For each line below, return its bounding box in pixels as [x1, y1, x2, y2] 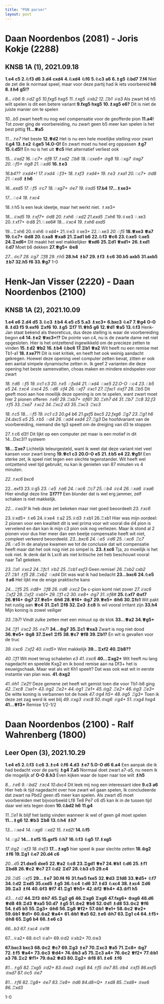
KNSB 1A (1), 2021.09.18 [5, 63, 79, 71]
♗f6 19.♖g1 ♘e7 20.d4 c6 [5, 851, 60, 857]
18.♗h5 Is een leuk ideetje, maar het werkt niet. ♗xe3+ [5, 204, 116, 210]
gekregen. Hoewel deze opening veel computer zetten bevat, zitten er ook [5, 355, 155, 361]
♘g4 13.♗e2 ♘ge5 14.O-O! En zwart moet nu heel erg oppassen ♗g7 [5, 141, 147, 147]
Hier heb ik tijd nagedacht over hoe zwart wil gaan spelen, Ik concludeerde [5, 787, 157, 793]
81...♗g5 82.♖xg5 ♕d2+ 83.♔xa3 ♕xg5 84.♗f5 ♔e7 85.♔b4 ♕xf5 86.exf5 [5, 964, 157, 970]
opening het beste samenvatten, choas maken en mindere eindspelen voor [5, 366, 156, 372]
